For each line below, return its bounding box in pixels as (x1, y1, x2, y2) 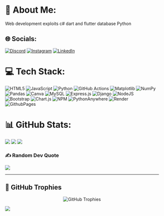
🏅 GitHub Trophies (5, 183, 62, 192)
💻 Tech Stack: (5, 66, 65, 77)
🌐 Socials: (5, 35, 37, 43)
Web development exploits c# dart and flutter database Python (5, 21, 132, 26)
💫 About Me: (5, 4, 57, 16)
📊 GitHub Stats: (5, 119, 72, 130)
